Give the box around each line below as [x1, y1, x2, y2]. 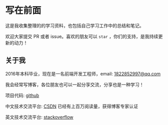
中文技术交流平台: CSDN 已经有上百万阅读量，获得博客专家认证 [5, 103, 138, 109]
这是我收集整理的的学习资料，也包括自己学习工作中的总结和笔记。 [5, 22, 144, 29]
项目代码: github [5, 92, 39, 98]
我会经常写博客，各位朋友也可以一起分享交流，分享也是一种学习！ [5, 81, 144, 87]
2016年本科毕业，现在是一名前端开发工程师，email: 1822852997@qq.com [5, 70, 161, 77]
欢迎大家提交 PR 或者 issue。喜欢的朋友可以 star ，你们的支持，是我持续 [5, 33, 158, 39]
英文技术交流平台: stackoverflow [5, 114, 74, 120]
